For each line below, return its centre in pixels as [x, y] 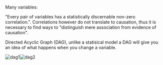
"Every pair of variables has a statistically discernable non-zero [70, 17]
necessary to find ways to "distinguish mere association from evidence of [81, 27]
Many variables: [22, 7]
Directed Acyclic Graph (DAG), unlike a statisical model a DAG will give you [82, 42]
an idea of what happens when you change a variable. [61, 47]
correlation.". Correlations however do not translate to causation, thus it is [81, 22]
